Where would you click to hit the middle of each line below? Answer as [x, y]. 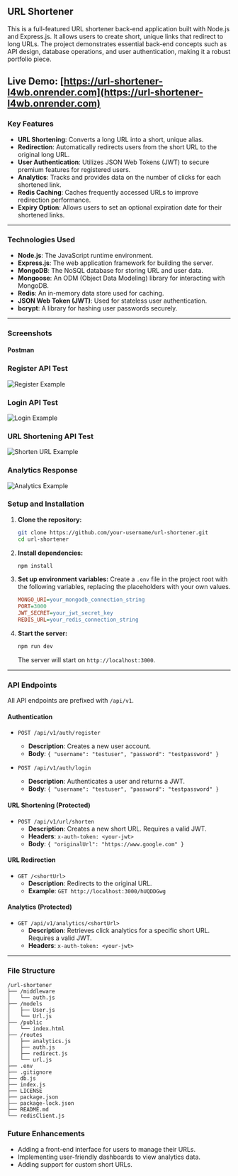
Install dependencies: [50, 553]
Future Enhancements [46, 1134]
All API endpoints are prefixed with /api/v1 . [71, 701]
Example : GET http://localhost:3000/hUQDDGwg [97, 890]
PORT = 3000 [32, 607]
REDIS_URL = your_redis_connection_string [78, 620]
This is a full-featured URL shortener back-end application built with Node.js [119, 28]
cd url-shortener [43, 539]
